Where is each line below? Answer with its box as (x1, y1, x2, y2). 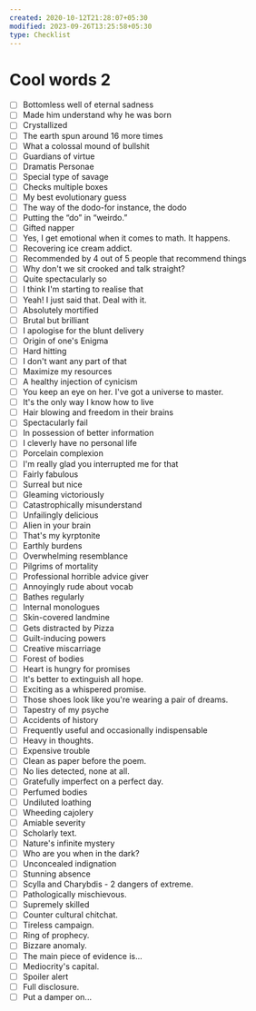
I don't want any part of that (22, 355, 127, 366)
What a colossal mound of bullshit (22, 140, 150, 151)
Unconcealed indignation (22, 857, 117, 868)
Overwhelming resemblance (22, 550, 129, 561)
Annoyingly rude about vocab (22, 581, 133, 592)
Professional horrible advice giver (22, 571, 149, 582)
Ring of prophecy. (22, 930, 90, 941)
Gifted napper (22, 223, 75, 233)
